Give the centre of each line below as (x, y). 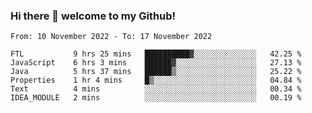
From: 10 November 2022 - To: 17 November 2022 (111, 37)
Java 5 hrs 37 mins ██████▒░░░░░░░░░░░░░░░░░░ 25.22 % (156, 72)
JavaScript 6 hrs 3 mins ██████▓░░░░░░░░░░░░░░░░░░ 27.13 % (156, 63)
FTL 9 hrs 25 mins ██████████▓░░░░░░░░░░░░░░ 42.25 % (156, 54)
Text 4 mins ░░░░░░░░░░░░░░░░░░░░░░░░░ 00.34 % (156, 89)
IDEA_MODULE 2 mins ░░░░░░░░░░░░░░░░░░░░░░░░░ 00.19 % (156, 98)
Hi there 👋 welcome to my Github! (93, 16)
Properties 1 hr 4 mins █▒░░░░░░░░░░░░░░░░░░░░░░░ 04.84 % (156, 80)
